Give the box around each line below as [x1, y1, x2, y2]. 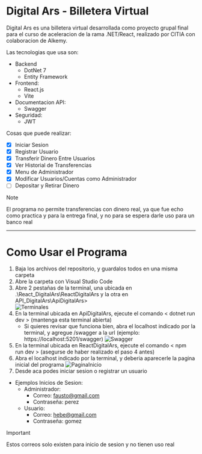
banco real [6, 219, 33, 226]
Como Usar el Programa [6, 245, 127, 259]
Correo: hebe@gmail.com [32, 411, 97, 418]
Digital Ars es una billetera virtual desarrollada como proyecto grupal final [6, 24, 189, 31]
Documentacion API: [14, 98, 66, 106]
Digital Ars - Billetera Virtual [6, 4, 149, 18]
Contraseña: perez [32, 399, 79, 406]
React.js [23, 86, 44, 93]
